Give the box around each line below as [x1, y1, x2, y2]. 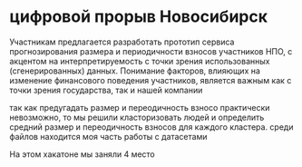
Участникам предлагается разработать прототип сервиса [9, 36, 235, 47]
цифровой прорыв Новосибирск [9, 6, 268, 27]
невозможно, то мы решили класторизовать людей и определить [9, 112, 265, 123]
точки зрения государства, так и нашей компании [9, 84, 203, 95]
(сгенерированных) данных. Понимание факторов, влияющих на [9, 65, 261, 76]
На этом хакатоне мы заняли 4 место [9, 148, 156, 160]
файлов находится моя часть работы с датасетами [9, 131, 208, 142]
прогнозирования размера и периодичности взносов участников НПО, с [9, 45, 293, 56]
